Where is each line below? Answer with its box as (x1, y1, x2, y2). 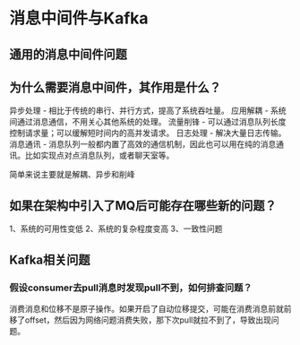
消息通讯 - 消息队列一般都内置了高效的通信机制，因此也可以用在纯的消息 (9, 139, 277, 150)
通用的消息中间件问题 (9, 47, 127, 62)
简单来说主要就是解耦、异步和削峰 (9, 169, 135, 180)
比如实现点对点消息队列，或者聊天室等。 (24, 150, 175, 161)
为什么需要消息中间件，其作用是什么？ (9, 80, 221, 95)
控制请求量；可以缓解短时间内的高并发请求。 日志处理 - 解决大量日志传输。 (9, 127, 287, 139)
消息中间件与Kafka (9, 8, 150, 29)
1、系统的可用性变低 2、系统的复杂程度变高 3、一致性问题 (9, 223, 223, 234)
